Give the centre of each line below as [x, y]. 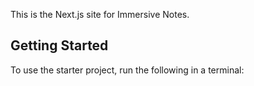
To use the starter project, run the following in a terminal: [127, 70]
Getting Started [59, 45]
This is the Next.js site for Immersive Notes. [100, 14]
